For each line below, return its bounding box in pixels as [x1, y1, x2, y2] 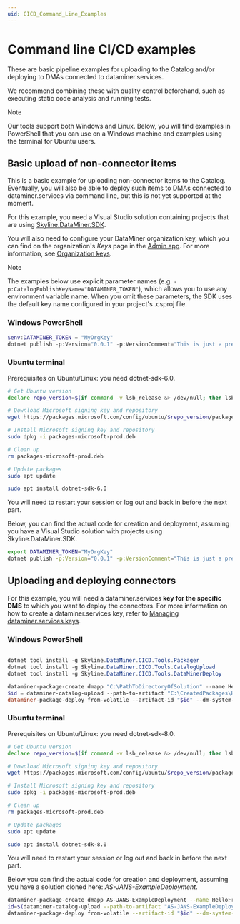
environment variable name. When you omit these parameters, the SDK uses [7, 292, 233, 301]
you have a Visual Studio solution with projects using [7, 527, 163, 536]
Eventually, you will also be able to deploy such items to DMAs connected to [7, 184, 232, 193]
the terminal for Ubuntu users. [7, 136, 96, 145]
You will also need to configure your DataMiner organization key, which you [7, 234, 230, 243]
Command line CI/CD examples [7, 41, 196, 57]
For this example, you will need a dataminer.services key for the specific [7, 593, 222, 602]
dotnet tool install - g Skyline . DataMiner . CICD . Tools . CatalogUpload [7, 663, 216, 671]
